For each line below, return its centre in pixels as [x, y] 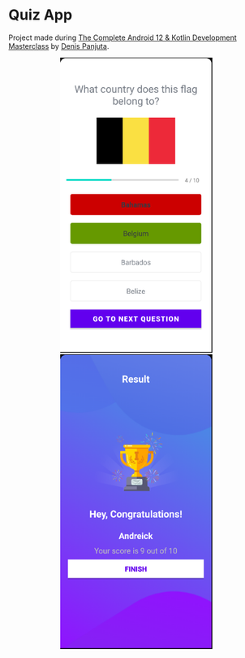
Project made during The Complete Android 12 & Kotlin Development [122, 37]
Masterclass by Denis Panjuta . [59, 46]
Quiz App [41, 15]
